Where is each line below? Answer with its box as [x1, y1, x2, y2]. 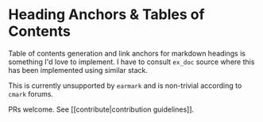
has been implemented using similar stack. [8, 65, 149, 74]
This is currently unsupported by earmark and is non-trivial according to [8, 81, 242, 90]
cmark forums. [8, 89, 54, 98]
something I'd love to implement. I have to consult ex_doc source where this [8, 57, 255, 67]
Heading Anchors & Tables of [8, 6, 205, 24]
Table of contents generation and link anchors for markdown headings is [8, 48, 246, 58]
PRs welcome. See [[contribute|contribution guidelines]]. [8, 105, 195, 114]
